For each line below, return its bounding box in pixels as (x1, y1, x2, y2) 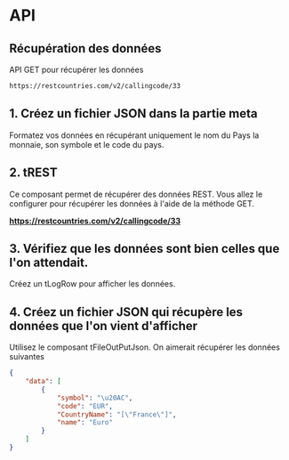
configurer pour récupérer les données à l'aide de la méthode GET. (9, 198, 255, 209)
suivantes (9, 351, 44, 362)
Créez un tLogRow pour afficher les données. (9, 278, 176, 289)
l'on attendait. (9, 254, 89, 270)
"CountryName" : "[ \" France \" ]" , (56, 410, 177, 419)
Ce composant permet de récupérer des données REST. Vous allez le (9, 189, 263, 199)
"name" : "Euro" (56, 418, 114, 427)
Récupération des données (9, 41, 162, 56)
